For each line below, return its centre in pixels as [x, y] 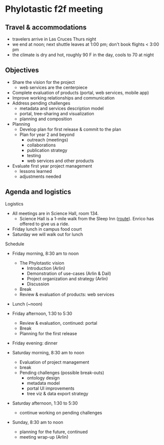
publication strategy [47, 150]
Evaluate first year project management [52, 166]
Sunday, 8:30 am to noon [38, 422]
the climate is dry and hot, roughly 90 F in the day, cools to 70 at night [83, 55]
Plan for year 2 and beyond [47, 135]
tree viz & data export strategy [57, 393]
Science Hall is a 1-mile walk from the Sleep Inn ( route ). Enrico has [87, 218]
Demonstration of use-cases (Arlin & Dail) [69, 273]
